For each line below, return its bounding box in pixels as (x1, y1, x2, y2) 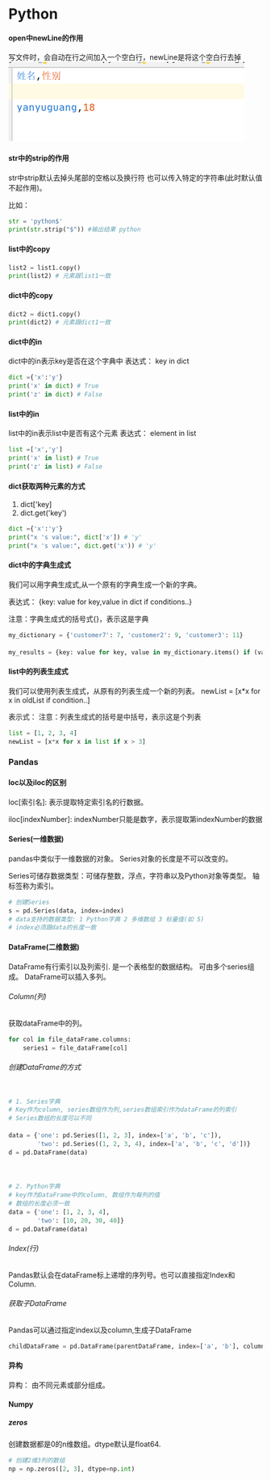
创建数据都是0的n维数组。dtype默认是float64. (8, 1439, 161, 1449)
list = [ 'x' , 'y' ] (8, 446, 63, 454)
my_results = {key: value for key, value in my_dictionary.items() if (8, 648, 251, 657)
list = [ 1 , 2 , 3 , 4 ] (8, 728, 78, 737)
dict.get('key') (19, 508, 67, 518)
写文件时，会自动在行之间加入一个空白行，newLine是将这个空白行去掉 (8, 52, 242, 62)
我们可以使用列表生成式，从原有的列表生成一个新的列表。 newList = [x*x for (8, 686, 261, 695)
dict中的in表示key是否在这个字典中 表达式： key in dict (8, 356, 190, 366)
